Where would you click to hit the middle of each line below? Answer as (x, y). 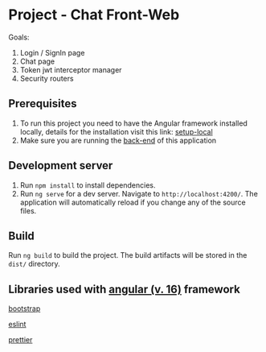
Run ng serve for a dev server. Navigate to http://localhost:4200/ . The (139, 193)
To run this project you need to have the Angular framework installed (133, 123)
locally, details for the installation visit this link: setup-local (116, 131)
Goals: (19, 37)
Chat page (37, 61)
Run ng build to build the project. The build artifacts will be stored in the (128, 255)
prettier (20, 340)
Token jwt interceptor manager (71, 69)
